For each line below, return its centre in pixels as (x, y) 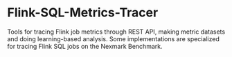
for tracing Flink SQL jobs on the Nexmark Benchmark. (85, 46)
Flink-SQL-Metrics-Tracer (83, 13)
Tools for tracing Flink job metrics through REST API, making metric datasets (116, 32)
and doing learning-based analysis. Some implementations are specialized (113, 38)
